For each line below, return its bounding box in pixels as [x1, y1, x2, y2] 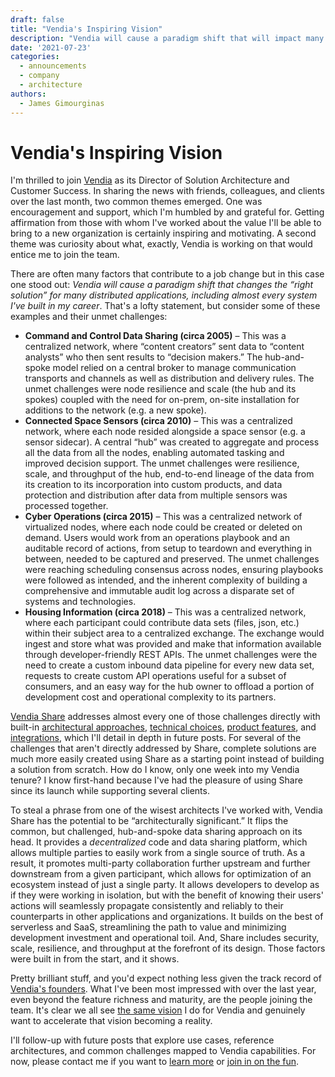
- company [19, 71, 60, 81]
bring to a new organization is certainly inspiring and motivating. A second [10, 227, 317, 240]
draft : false [10, 14, 65, 25]
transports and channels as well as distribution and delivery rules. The [24, 372, 315, 385]
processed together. [24, 500, 109, 512]
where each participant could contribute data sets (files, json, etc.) [24, 617, 300, 629]
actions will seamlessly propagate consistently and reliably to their [10, 900, 284, 912]
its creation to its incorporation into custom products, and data [24, 479, 283, 491]
